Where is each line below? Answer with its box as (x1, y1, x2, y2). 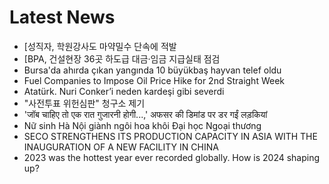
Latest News (9, 6, 116, 29)
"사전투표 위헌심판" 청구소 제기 (23, 97, 146, 109)
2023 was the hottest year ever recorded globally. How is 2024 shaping (23, 151, 321, 163)
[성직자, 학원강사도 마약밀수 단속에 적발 (23, 40, 177, 52)
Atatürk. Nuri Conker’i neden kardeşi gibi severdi (23, 85, 225, 97)
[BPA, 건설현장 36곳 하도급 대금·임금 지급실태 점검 (23, 52, 221, 65)
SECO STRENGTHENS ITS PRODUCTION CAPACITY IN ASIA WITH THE (23, 130, 318, 142)
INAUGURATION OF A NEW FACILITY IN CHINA (23, 141, 219, 153)
